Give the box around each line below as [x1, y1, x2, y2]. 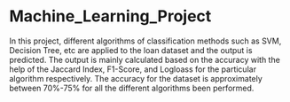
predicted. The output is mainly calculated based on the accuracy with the [9, 54, 281, 65]
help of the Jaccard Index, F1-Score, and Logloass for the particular [9, 64, 257, 75]
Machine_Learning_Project [9, 6, 212, 27]
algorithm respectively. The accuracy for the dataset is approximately [9, 73, 263, 83]
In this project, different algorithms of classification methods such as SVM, [9, 35, 282, 46]
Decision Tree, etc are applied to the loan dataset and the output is [9, 44, 253, 55]
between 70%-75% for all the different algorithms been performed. [9, 82, 255, 93]
